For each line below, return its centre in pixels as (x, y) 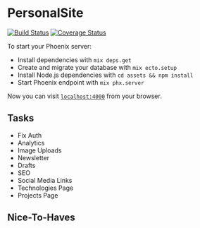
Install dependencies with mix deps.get (74, 60)
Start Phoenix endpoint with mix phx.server (81, 82)
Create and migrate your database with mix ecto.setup (97, 67)
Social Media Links (45, 180)
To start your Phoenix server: (49, 46)
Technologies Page (45, 188)
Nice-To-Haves (41, 218)
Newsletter (33, 157)
